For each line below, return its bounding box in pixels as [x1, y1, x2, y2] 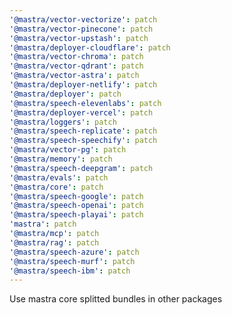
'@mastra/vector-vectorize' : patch [9, 14, 158, 25]
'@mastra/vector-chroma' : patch [9, 52, 144, 62]
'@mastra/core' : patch [9, 182, 104, 192]
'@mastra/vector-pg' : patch [9, 145, 127, 155]
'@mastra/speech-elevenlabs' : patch [9, 98, 162, 108]
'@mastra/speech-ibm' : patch [9, 266, 131, 276]
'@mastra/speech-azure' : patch [9, 247, 140, 257]
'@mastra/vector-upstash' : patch [9, 33, 149, 43]
